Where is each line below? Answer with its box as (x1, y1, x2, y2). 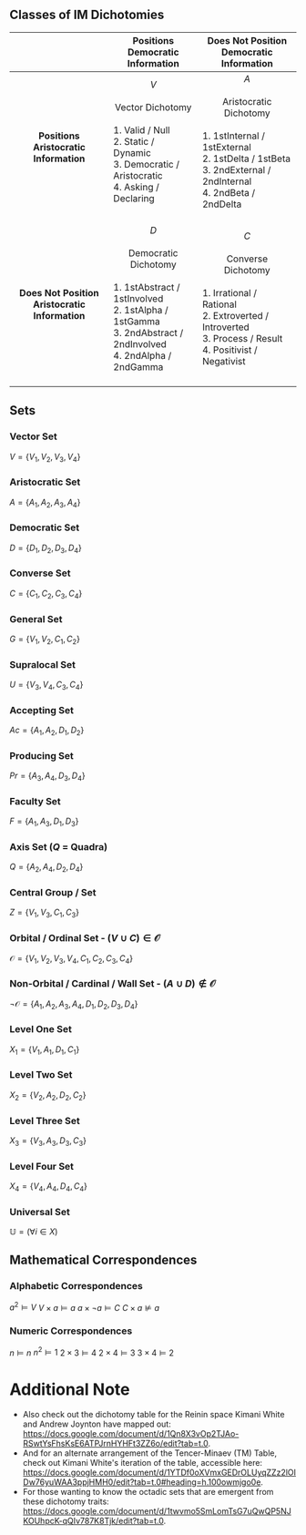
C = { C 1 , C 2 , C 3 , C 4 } (9, 588, 83, 600)
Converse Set (9, 567, 71, 579)
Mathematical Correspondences (9, 1253, 198, 1268)
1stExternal (201, 140, 252, 153)
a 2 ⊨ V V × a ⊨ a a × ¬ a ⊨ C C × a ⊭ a (9, 1300, 160, 1313)
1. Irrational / (201, 286, 258, 299)
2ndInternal (201, 175, 252, 188)
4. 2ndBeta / (201, 186, 256, 199)
